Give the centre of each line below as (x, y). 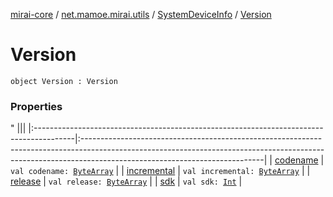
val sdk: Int (209, 182)
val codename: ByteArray (62, 172)
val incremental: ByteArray (241, 172)
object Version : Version (64, 81)
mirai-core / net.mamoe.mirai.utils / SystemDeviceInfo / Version (141, 14)
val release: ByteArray (98, 182)
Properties (36, 106)
